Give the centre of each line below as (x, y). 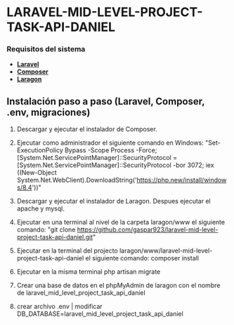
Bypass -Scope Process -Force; (111, 150)
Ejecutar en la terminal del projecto (67, 251)
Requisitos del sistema (46, 49)
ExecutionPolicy (40, 150)
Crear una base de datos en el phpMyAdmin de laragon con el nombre (118, 286)
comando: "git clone (46, 230)
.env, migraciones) (48, 112)
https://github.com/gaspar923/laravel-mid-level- (148, 230)
